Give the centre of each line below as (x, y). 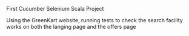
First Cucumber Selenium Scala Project (55, 9)
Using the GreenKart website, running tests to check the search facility (94, 20)
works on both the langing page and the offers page (71, 27)
